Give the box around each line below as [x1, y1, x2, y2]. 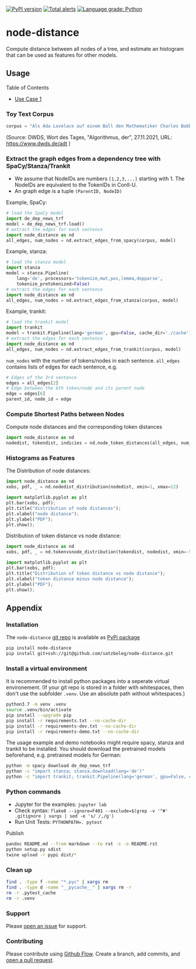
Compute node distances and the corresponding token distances [6, 423, 162, 430]
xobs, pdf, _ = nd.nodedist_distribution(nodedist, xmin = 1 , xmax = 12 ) [6, 484, 179, 490]
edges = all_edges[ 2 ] [6, 380, 59, 386]
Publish [6, 830, 24, 837]
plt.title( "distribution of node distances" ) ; [6, 505, 121, 511]
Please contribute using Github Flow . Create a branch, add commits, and [6, 950, 180, 957]
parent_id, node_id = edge [6, 396, 72, 402]
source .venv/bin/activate [6, 707, 72, 713]
